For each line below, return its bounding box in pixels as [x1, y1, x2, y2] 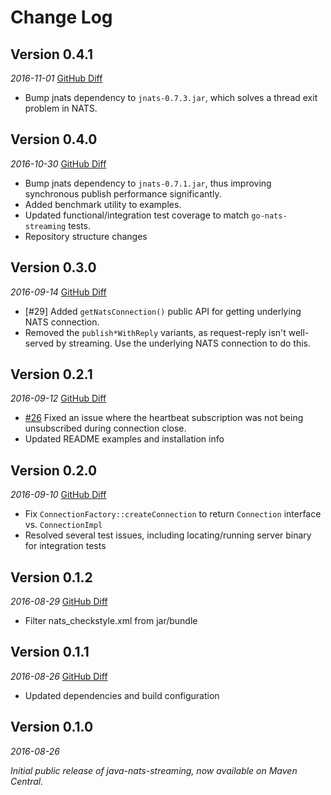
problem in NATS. [24, 102, 98, 114]
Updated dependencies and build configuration [24, 689, 220, 701]
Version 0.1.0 [10, 719, 94, 736]
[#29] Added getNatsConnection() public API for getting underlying [24, 305, 302, 317]
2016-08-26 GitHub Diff [10, 670, 108, 682]
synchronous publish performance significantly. [24, 187, 222, 200]
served [24, 337, 55, 349]
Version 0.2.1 [10, 366, 93, 383]
